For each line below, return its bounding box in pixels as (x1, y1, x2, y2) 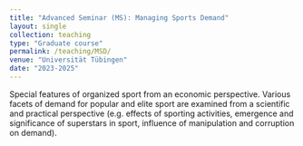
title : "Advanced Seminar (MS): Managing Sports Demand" (9, 13, 230, 23)
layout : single (9, 22, 67, 31)
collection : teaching (9, 30, 92, 39)
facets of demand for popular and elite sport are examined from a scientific (9, 98, 290, 109)
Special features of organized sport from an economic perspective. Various (9, 88, 291, 100)
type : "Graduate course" (9, 38, 103, 48)
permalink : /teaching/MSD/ (9, 47, 112, 56)
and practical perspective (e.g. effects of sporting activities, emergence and (9, 108, 294, 119)
